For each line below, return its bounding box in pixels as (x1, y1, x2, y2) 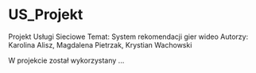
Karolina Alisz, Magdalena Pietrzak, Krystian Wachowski (8, 40, 192, 49)
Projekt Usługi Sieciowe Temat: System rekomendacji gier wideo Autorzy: (8, 32, 249, 41)
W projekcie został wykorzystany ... (8, 56, 125, 65)
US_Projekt (8, 6, 83, 24)
